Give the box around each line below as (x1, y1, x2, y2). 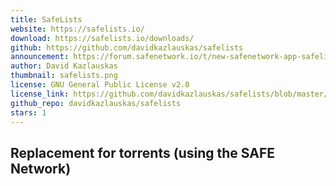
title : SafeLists (10, 14, 83, 25)
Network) (10, 160, 72, 177)
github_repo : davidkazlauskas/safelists (10, 98, 182, 108)
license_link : (10, 89, 70, 99)
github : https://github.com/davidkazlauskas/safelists (10, 42, 244, 53)
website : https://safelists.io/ (10, 24, 145, 34)
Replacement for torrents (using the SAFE (10, 144, 275, 161)
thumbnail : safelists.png (10, 71, 118, 81)
